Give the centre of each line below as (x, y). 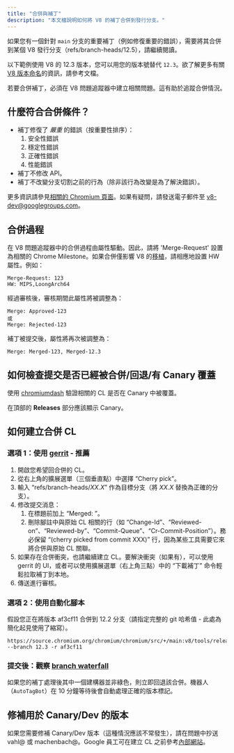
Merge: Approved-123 (37, 311)
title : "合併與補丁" (34, 14)
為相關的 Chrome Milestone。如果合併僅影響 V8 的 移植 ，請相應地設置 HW (113, 256)
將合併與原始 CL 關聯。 (61, 548)
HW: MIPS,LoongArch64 (39, 285)
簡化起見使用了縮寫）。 (39, 628)
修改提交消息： (39, 505)
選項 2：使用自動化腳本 (46, 603)
